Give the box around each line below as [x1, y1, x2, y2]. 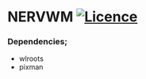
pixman [18, 62, 44, 72]
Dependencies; [7, 36, 68, 47]
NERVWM [7, 8, 74, 26]
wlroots [18, 54, 44, 63]
